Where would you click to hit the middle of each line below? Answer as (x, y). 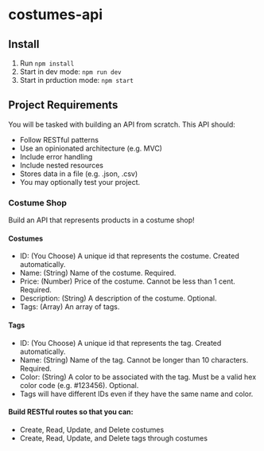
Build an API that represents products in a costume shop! (101, 220)
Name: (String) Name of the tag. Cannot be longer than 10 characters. (134, 359)
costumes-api (56, 15)
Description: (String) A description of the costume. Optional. (118, 298)
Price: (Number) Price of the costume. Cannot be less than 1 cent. (128, 281)
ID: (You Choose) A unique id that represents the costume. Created (130, 256)
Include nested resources (61, 165)
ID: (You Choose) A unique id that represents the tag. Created (120, 343)
